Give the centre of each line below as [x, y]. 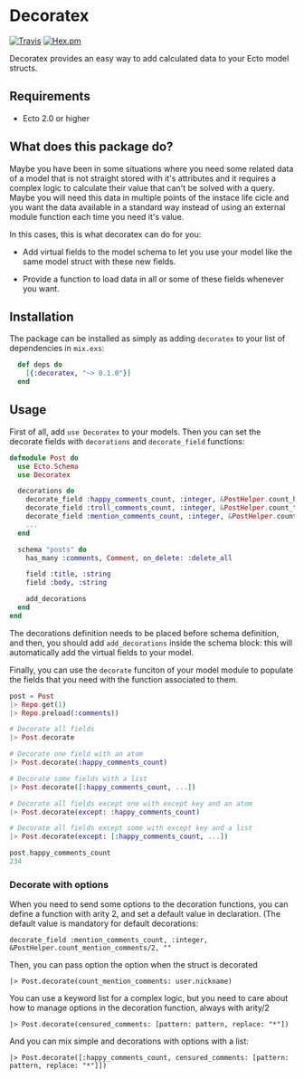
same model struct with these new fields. [99, 261]
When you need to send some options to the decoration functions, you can [149, 904]
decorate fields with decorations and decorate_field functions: [127, 441]
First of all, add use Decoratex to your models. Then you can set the [135, 432]
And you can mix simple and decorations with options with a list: [129, 1041]
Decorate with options [59, 884]
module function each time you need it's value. [97, 216]
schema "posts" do [52, 549]
